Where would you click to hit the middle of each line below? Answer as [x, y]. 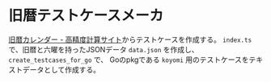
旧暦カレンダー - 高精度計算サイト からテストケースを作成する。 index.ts [130, 39]
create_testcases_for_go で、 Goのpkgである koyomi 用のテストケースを [129, 59]
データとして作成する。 [61, 69]
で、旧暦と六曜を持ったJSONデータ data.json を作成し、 [104, 49]
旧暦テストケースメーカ [86, 16]
